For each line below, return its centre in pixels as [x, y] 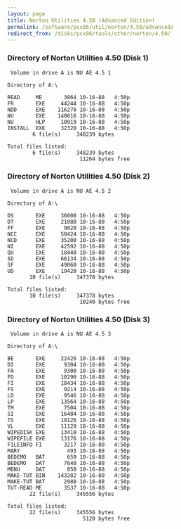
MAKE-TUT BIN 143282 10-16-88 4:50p [69, 476]
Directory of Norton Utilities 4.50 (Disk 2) [79, 177]
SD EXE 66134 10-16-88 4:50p [69, 259]
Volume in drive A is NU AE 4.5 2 [61, 191]
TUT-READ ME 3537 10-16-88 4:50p [69, 488]
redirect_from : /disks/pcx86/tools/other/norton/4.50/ [89, 33]
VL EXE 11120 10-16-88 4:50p [69, 426]
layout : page [26, 14]
